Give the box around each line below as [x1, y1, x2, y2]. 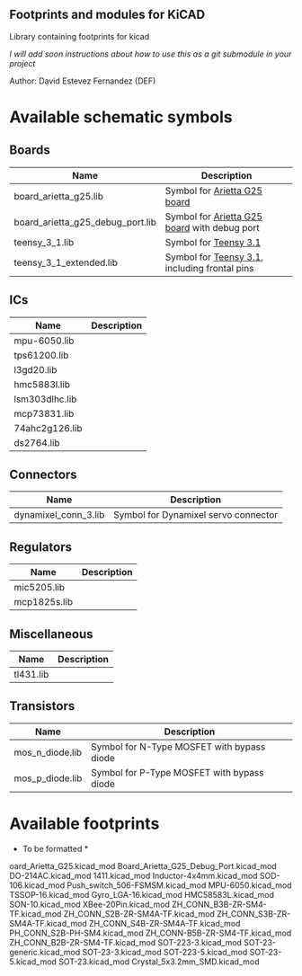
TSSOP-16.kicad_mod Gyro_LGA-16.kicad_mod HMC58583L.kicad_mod [9, 889, 275, 900]
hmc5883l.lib [13, 377, 70, 390]
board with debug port [164, 221, 260, 234]
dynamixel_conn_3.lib [13, 509, 105, 521]
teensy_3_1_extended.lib [13, 256, 119, 269]
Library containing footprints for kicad [9, 31, 150, 41]
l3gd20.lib [13, 363, 58, 376]
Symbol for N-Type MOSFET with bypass [91, 741, 266, 753]
